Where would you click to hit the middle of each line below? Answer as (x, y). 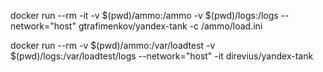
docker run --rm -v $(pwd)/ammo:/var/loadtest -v (113, 45)
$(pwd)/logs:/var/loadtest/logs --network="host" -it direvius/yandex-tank (162, 56)
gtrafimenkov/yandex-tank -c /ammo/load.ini (170, 26)
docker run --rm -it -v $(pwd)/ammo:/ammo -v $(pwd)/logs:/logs (144, 15)
